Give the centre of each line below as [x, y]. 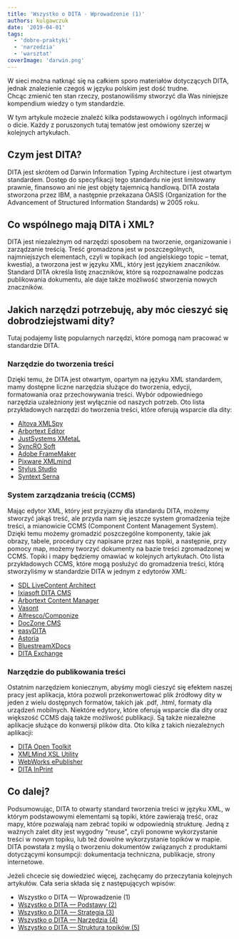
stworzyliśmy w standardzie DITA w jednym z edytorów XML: [97, 571]
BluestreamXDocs [44, 645]
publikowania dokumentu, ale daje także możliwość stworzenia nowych [112, 279]
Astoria [28, 638]
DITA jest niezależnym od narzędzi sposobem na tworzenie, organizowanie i [119, 242]
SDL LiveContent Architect [57, 585]
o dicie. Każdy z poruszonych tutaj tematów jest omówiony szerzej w [109, 125]
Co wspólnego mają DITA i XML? [81, 224]
